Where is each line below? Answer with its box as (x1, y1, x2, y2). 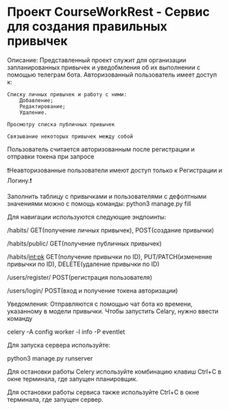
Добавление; (19, 97, 53, 104)
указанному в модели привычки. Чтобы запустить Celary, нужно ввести (7, 306, 219, 315)
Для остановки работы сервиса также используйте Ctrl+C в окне (7, 388, 200, 396)
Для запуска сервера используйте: (7, 341, 111, 349)
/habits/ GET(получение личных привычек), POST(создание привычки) (7, 226, 215, 234)
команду (7, 314, 33, 322)
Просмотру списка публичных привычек (7, 121, 115, 128)
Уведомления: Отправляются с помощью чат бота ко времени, (7, 300, 193, 308)
